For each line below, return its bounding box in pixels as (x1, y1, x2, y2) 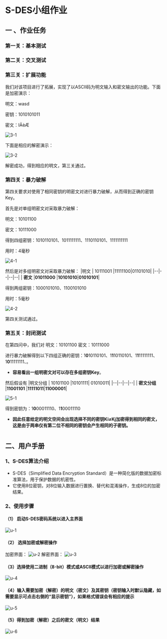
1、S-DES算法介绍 (5, 458, 49, 465)
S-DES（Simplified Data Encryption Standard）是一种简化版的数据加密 (12, 470, 158, 476)
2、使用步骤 (5, 503, 34, 510)
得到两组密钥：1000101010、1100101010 (5, 285, 87, 291)
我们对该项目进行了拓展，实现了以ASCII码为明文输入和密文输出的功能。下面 (5, 83, 161, 90)
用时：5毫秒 (5, 296, 30, 302)
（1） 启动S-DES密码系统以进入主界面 (5, 516, 83, 522)
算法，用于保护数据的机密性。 (16, 476, 78, 482)
